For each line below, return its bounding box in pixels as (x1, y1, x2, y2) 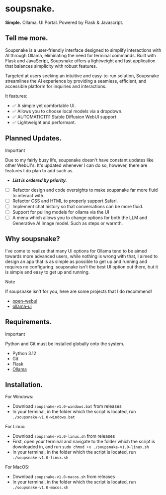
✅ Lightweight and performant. (12, 119, 76, 125)
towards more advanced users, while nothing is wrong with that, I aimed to (5, 253, 158, 259)
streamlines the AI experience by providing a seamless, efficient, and (5, 78, 147, 84)
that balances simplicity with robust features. (5, 63, 97, 69)
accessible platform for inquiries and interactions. (5, 83, 107, 89)
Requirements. (5, 318, 52, 326)
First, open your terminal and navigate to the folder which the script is (12, 439, 156, 445)
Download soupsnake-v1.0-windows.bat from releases (12, 403, 122, 409)
